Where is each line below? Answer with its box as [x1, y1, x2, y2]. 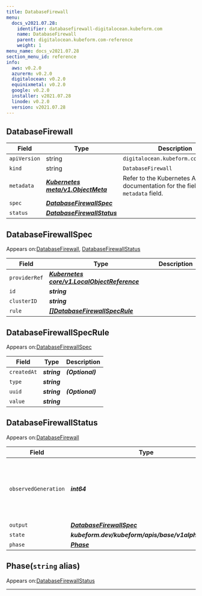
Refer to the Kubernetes [123, 174, 191, 183]
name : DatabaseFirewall [17, 31, 77, 37]
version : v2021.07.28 [11, 104, 66, 110]
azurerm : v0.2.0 [11, 71, 52, 77]
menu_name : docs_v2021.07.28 [6, 48, 79, 54]
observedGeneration [9, 485, 65, 492]
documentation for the [123, 182, 186, 190]
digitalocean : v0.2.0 [11, 76, 66, 82]
